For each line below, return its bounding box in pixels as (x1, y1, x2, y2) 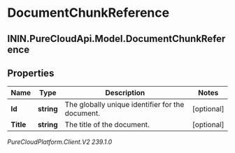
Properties (7, 67, 55, 79)
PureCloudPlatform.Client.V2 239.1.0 (7, 138, 113, 146)
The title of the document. (64, 120, 150, 130)
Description (105, 88, 145, 98)
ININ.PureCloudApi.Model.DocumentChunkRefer (7, 33, 226, 45)
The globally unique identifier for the (64, 100, 185, 110)
